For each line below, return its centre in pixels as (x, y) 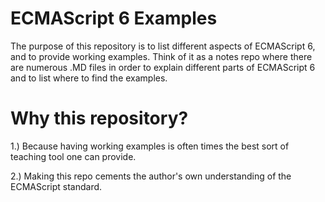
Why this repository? (99, 118)
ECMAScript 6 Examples (114, 18)
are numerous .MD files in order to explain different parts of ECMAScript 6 (163, 67)
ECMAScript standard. (56, 186)
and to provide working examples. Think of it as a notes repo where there (161, 56)
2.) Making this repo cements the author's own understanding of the (151, 176)
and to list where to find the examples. (89, 78)
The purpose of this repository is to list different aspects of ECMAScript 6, (163, 46)
